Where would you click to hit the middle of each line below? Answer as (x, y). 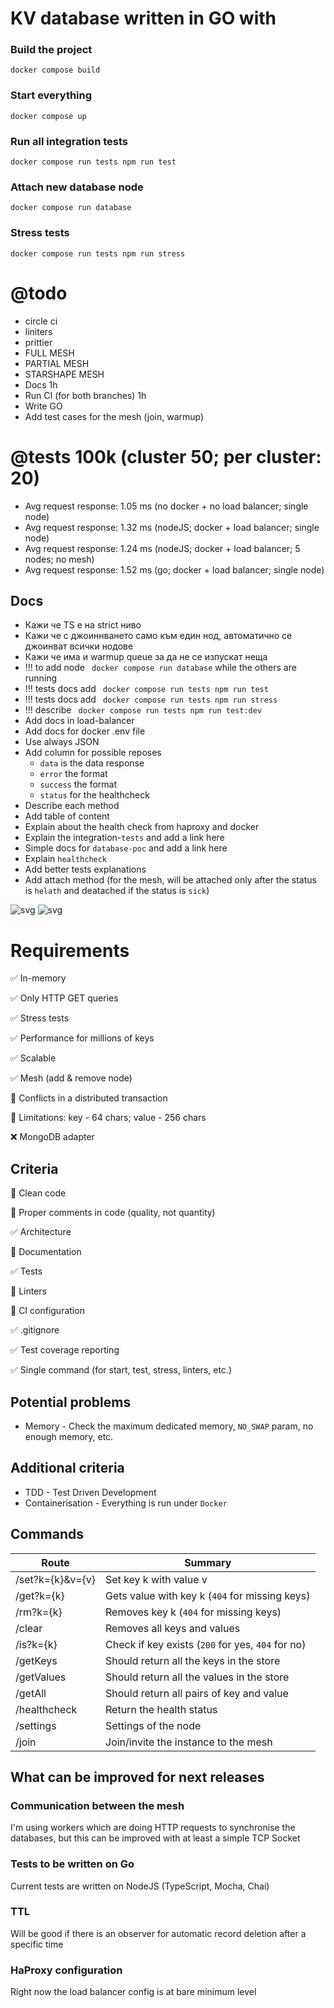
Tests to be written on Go (72, 1864)
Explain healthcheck (66, 859)
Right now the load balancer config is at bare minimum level (133, 1992)
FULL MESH (49, 353)
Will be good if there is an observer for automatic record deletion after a (158, 1933)
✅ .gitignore (35, 1330)
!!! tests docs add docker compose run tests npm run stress (151, 699)
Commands (47, 1534)
